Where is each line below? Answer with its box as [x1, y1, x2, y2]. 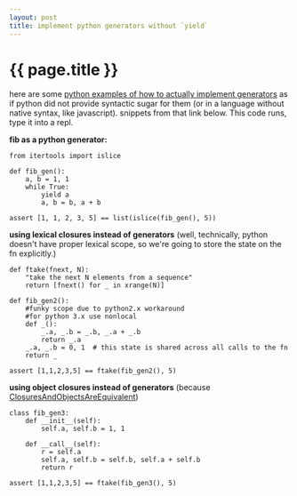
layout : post [9, 12, 58, 22]
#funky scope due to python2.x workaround [25, 304, 185, 314]
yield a [41, 190, 69, 200]
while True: [25, 183, 69, 192]
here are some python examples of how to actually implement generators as [9, 89, 288, 100]
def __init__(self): [25, 417, 101, 426]
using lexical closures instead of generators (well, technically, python [9, 229, 269, 240]
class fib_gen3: [9, 409, 69, 418]
